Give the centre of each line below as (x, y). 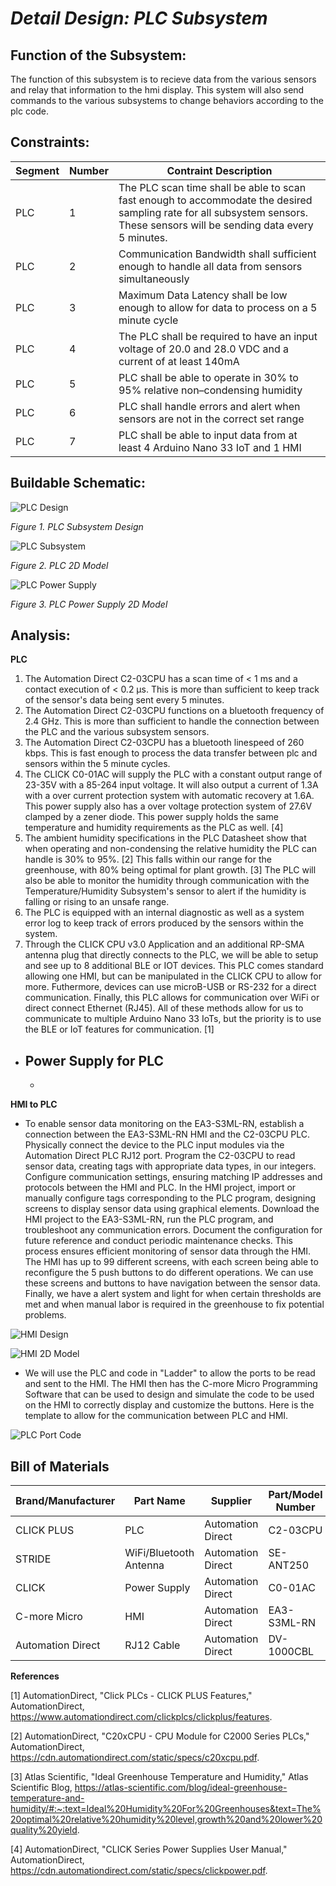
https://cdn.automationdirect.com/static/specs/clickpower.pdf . (139, 1871)
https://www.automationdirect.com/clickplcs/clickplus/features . (141, 1717)
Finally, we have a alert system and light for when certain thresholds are (173, 1294)
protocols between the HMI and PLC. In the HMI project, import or (160, 1188)
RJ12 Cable (152, 1645)
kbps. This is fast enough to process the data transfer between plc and (171, 753)
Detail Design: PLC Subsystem (139, 18)
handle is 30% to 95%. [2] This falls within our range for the (148, 859)
